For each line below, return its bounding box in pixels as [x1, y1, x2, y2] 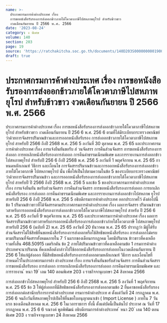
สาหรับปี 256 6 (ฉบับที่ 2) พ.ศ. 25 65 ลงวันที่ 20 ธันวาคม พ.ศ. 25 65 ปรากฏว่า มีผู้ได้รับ [5, 224, 157, 230]
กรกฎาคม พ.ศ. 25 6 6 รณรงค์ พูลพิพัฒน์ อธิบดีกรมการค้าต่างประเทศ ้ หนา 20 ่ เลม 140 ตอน [5, 307, 159, 313]
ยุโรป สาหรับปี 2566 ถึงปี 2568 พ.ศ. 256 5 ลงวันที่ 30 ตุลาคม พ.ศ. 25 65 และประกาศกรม [5, 141, 161, 147]
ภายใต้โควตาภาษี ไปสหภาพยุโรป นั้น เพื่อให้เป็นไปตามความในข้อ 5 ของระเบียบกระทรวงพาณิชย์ [5, 168, 160, 174]
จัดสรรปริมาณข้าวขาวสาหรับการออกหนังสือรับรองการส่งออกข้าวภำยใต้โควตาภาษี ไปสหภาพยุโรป [5, 218, 160, 224]
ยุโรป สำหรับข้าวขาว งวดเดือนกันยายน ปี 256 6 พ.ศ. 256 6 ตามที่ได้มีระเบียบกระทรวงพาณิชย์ [5, 129, 160, 135]
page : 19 [5, 44, 24, 49]
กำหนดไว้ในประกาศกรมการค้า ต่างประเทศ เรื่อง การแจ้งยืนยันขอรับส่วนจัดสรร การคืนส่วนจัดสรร [5, 258, 161, 264]
